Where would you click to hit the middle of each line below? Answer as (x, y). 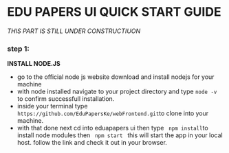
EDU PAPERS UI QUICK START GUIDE (114, 12)
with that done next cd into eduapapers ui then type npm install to (112, 128)
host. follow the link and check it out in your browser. (92, 143)
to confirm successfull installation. (66, 99)
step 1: (18, 49)
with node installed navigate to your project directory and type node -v (117, 92)
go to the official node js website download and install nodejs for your (116, 77)
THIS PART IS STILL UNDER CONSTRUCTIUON (74, 31)
